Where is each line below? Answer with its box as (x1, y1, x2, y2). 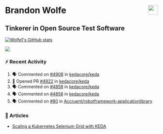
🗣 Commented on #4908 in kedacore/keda (12, 72, 99, 77)
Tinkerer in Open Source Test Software (5, 24, 125, 32)
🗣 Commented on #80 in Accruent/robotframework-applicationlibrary (12, 98, 153, 104)
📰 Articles (5, 112, 29, 119)
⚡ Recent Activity (5, 58, 47, 65)
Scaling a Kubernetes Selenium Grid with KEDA (12, 123, 107, 129)
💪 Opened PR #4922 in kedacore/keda (12, 78, 89, 84)
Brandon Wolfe (5, 5, 66, 16)
